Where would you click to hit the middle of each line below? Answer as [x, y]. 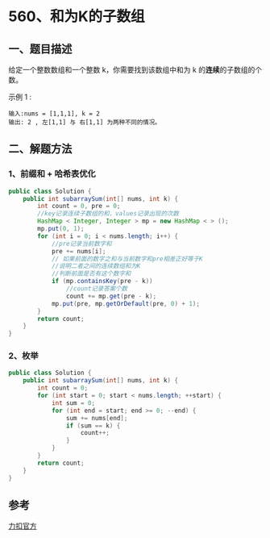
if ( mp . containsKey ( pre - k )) [102, 282]
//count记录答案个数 [97, 289]
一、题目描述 [40, 49]
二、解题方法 [40, 149]
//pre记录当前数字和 [81, 244]
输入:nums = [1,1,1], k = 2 [54, 114]
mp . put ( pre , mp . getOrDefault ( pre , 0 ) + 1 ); [125, 303]
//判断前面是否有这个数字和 [91, 274]
